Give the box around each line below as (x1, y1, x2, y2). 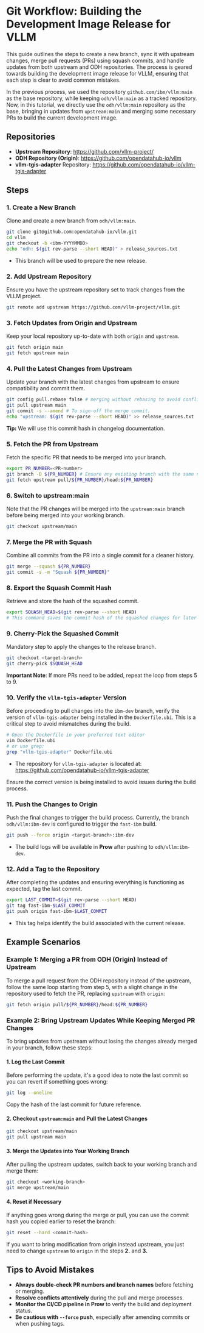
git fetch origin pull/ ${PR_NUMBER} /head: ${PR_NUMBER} (6, 1001, 148, 1007)
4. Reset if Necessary (6, 1198, 62, 1205)
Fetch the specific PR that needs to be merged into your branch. (6, 454, 167, 461)
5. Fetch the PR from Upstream (6, 440, 98, 448)
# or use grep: (6, 743, 45, 749)
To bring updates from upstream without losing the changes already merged (6, 1037, 197, 1045)
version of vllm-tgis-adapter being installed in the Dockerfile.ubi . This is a (6, 713, 196, 721)
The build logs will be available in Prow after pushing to (15, 843, 154, 851)
